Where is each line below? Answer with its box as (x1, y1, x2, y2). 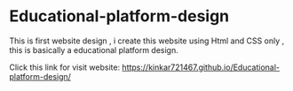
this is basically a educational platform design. (9, 44, 179, 55)
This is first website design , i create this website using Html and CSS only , (9, 35, 285, 46)
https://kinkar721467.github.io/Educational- (122, 62, 281, 72)
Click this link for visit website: (9, 62, 121, 72)
